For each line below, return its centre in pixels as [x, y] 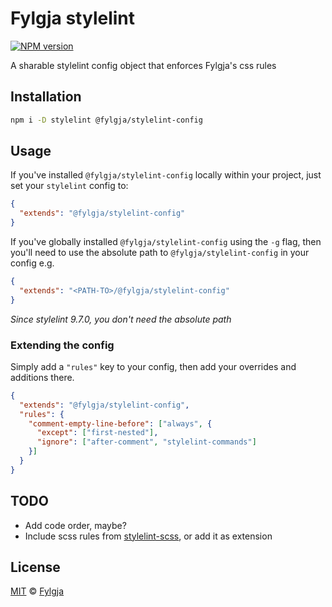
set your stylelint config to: [69, 186]
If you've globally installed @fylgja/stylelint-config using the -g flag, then [166, 242]
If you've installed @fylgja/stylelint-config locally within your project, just [166, 175]
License [35, 567]
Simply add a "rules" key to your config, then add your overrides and [153, 366]
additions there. [42, 377]
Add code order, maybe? [75, 525]
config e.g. [32, 263]
